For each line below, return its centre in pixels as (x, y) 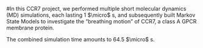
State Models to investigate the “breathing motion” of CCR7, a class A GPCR (101, 21)
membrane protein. (30, 28)
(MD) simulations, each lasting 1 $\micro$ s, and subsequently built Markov (101, 15)
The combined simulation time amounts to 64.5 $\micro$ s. (80, 39)
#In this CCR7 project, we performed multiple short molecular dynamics (96, 9)
